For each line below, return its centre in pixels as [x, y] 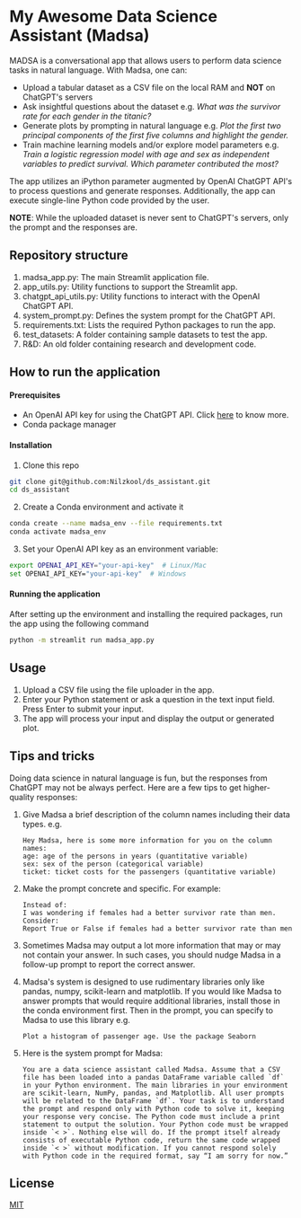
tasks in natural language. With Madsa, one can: [98, 70]
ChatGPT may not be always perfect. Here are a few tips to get [125, 787]
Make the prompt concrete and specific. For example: [122, 888]
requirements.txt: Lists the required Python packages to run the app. [149, 324]
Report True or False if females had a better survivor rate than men [157, 928]
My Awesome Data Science [114, 17]
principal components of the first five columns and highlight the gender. [155, 135]
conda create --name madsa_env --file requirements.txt [116, 524]
